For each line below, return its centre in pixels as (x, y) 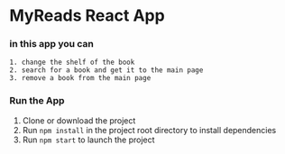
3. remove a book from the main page (80, 78)
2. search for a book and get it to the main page (106, 70)
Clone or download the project (79, 120)
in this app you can (52, 44)
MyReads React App (87, 16)
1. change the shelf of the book (72, 63)
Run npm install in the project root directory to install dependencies (149, 130)
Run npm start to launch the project (88, 140)
